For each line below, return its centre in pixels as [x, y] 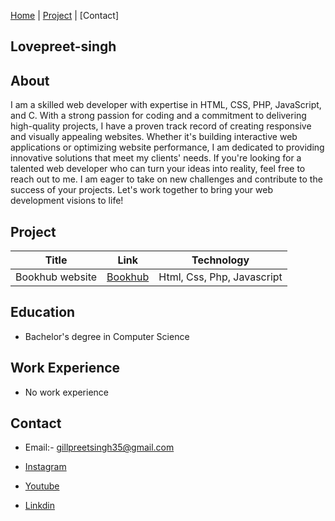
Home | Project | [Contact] [65, 15]
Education [43, 312]
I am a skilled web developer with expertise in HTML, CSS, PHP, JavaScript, [166, 105]
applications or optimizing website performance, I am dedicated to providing [167, 147]
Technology [220, 260]
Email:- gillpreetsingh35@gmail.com [99, 447]
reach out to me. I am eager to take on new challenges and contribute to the [166, 179]
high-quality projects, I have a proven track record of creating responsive [161, 126]
